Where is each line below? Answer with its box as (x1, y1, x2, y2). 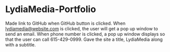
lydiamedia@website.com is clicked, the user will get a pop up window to (5, 25, 158, 31)
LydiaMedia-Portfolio (5, 4, 96, 15)
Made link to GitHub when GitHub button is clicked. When (5, 20, 126, 26)
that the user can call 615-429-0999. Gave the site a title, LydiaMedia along (5, 36, 163, 42)
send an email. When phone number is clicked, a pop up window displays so (5, 31, 165, 37)
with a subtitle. (5, 41, 36, 47)
